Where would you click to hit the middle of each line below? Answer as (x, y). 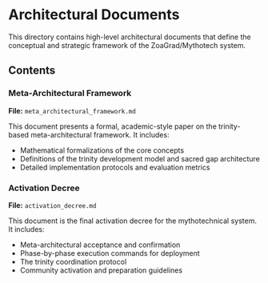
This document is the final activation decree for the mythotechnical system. (133, 221)
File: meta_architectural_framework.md (72, 110)
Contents (32, 71)
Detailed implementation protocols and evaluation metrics (115, 167)
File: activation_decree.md (52, 205)
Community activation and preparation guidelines (101, 270)
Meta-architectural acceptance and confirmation (100, 245)
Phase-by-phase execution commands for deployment (110, 253)
